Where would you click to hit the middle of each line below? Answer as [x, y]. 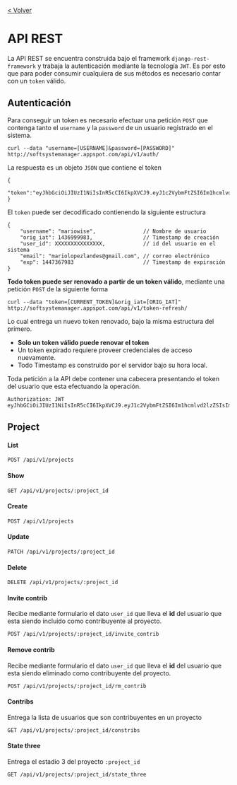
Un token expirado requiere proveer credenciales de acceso [105, 350]
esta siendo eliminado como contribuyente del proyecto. [89, 673]
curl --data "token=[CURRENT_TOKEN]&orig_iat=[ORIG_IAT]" [94, 302]
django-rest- [191, 59]
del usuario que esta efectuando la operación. [74, 386]
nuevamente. [37, 357]
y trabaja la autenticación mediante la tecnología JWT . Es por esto [132, 66]
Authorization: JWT [36, 399]
